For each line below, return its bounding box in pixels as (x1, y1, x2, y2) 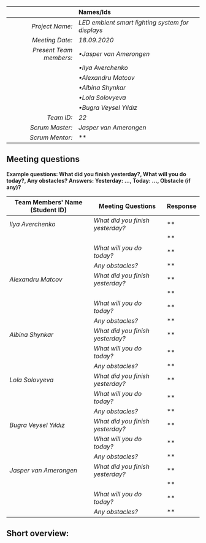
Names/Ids (78, 8, 112, 16)
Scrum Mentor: (29, 133, 73, 142)
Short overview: (6, 528, 69, 539)
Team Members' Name (14, 198, 83, 206)
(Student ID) (30, 206, 67, 214)
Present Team (32, 46, 73, 54)
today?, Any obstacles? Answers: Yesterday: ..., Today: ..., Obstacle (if (6, 177, 191, 184)
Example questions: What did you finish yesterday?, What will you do (6, 170, 186, 177)
